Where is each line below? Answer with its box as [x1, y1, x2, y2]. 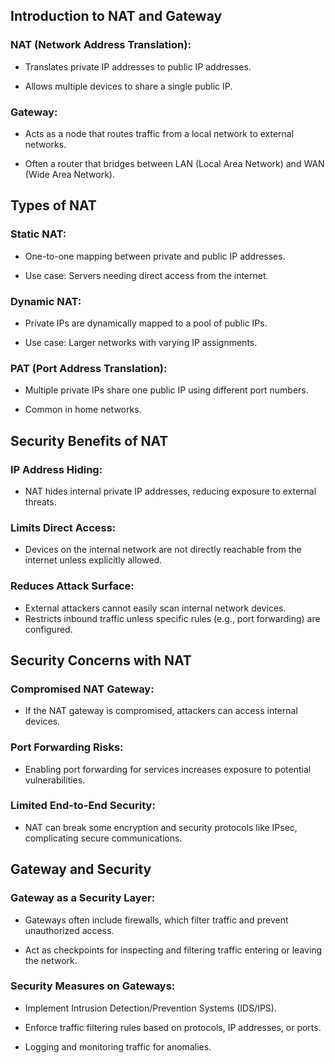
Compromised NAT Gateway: [10, 682, 155, 696]
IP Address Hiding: [10, 462, 103, 476]
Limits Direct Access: [10, 520, 117, 534]
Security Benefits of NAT [10, 432, 169, 449]
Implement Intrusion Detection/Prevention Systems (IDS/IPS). [24, 1002, 277, 1014]
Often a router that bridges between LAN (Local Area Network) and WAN [24, 157, 325, 169]
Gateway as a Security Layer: [10, 891, 156, 905]
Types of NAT [10, 197, 97, 214]
